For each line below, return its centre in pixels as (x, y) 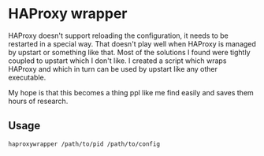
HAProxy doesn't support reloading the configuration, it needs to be (118, 35)
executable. (27, 77)
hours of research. (38, 101)
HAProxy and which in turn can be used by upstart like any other (113, 69)
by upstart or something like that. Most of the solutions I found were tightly (129, 52)
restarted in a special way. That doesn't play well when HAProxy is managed (132, 43)
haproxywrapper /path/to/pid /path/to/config (84, 144)
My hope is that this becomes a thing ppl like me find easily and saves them (131, 92)
